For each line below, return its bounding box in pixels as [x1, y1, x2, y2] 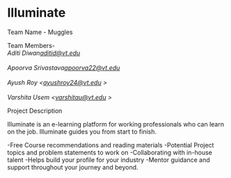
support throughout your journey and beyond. [7, 163, 138, 171]
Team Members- [7, 41, 56, 49]
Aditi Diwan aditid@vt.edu [7, 49, 81, 57]
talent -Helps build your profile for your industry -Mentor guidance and [7, 155, 210, 164]
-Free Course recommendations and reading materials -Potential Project [7, 140, 214, 149]
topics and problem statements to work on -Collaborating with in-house [7, 148, 212, 156]
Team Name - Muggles [7, 28, 73, 36]
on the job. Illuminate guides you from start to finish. [7, 127, 157, 136]
